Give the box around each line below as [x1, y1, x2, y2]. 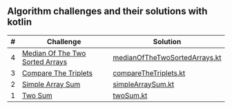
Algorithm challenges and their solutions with [7, 6, 208, 17]
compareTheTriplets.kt [113, 68, 186, 78]
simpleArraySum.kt [113, 79, 175, 89]
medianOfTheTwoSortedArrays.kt [113, 52, 222, 62]
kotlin [7, 17, 32, 28]
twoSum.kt [113, 90, 148, 100]
